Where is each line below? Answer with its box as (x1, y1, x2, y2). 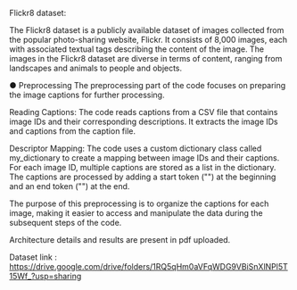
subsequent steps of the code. (9, 218, 122, 228)
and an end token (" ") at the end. (9, 181, 130, 191)
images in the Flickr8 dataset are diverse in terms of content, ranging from (9, 54, 283, 63)
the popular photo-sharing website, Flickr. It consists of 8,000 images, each (9, 35, 288, 45)
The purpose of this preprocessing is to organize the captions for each (9, 198, 269, 209)
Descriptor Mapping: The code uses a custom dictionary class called (9, 143, 262, 153)
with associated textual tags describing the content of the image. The (9, 44, 265, 54)
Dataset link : (9, 252, 58, 262)
